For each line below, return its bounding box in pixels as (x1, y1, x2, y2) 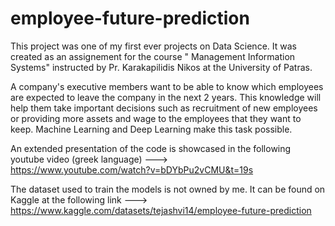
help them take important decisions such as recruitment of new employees (10, 102, 318, 114)
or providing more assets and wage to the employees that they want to (10, 112, 302, 124)
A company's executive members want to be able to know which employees (10, 80, 324, 92)
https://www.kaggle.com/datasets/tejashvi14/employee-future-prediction (10, 204, 312, 216)
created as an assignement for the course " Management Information (10, 50, 296, 62)
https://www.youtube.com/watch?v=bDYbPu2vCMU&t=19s (10, 163, 254, 176)
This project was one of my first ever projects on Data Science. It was (10, 40, 297, 52)
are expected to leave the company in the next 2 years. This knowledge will (10, 91, 322, 103)
